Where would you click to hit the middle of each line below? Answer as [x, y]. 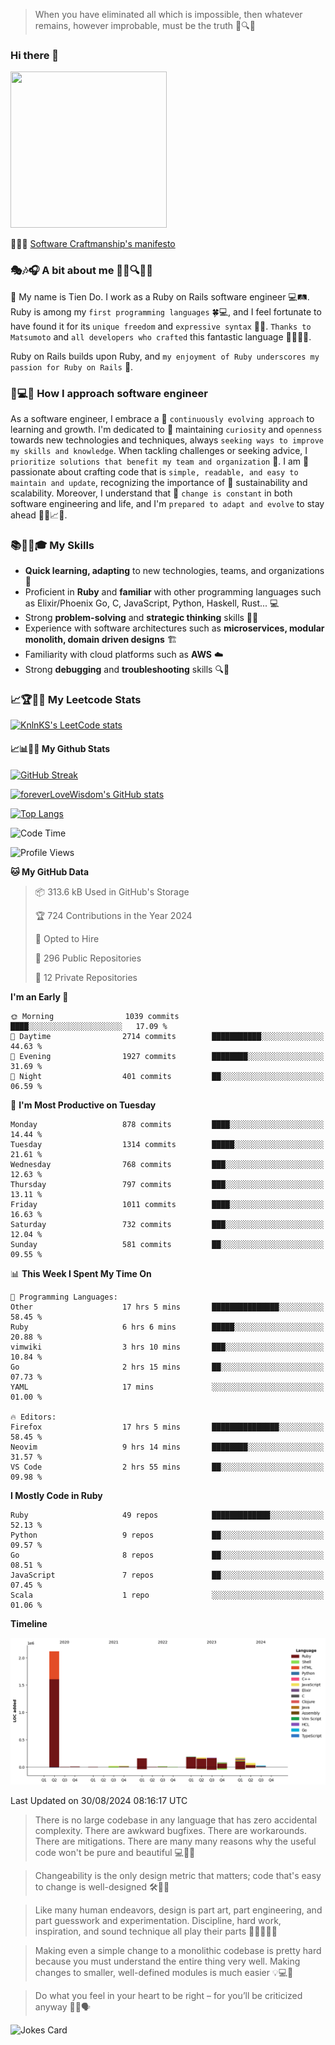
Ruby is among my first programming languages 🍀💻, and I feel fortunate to [166, 311]
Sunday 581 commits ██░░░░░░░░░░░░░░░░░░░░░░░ [167, 1244]
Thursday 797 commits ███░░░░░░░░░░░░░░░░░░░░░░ [167, 1184]
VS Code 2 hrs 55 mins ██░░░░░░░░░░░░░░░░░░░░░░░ [167, 1467]
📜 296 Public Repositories [88, 958]
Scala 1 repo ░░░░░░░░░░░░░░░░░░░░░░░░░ [167, 1595]
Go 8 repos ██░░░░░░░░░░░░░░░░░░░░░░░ [167, 1555]
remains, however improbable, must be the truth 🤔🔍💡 [145, 25]
